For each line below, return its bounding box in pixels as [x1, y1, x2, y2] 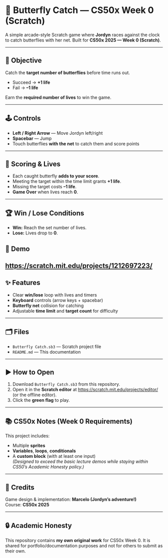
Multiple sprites [12, 443, 45, 449]
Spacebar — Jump [12, 135, 52, 141]
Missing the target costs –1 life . [12, 184, 76, 190]
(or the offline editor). [12, 392, 57, 398]
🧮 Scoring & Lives [5, 160, 61, 168]
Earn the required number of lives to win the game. [5, 94, 111, 100]
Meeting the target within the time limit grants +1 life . [12, 178, 121, 184]
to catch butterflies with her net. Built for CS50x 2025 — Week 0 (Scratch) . [5, 37, 161, 43]
